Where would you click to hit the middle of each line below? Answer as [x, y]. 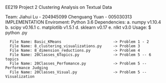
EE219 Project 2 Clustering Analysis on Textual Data [59, 7]
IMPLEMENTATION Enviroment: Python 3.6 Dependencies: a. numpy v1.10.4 [83, 22]
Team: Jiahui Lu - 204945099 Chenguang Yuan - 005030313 [68, 17]
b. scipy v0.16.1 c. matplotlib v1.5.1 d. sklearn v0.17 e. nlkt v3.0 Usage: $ [78, 27]
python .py [16, 33]
